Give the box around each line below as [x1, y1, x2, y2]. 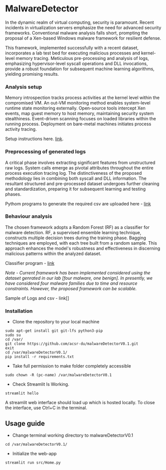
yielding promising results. [5, 71, 59, 77]
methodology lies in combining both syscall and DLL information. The [5, 175, 147, 181]
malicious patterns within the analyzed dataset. [5, 251, 102, 257]
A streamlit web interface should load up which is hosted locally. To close [5, 400, 155, 406]
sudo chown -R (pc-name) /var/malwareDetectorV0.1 [5, 372, 112, 378]
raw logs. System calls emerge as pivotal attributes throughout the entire [5, 164, 154, 171]
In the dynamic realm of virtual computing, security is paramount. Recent [5, 19, 155, 25]
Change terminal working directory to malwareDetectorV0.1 [12, 432, 133, 438]
